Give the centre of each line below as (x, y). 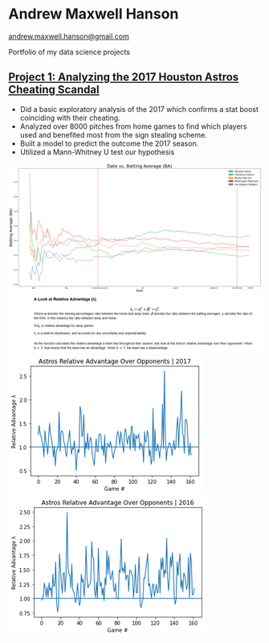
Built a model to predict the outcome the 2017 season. (109, 143)
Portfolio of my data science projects (69, 52)
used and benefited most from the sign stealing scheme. (113, 134)
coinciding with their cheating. (70, 117)
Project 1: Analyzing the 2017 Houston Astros (124, 77)
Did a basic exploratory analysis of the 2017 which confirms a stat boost (139, 109)
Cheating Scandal (54, 90)
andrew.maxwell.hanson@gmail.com (69, 36)
